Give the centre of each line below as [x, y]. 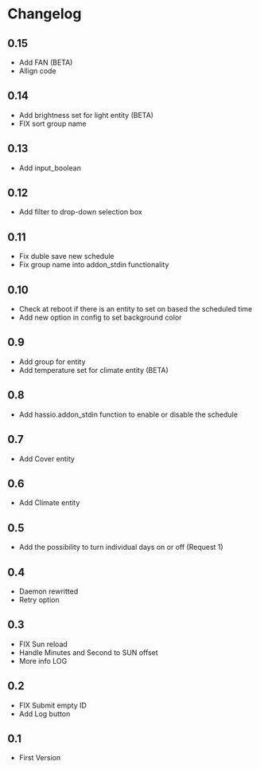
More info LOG [43, 661]
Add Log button [45, 713]
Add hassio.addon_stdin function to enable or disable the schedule [128, 414]
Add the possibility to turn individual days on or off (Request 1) [121, 547]
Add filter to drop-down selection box [80, 212]
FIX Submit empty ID [52, 705]
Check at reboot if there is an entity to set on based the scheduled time [136, 309]
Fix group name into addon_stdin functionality [94, 265]
